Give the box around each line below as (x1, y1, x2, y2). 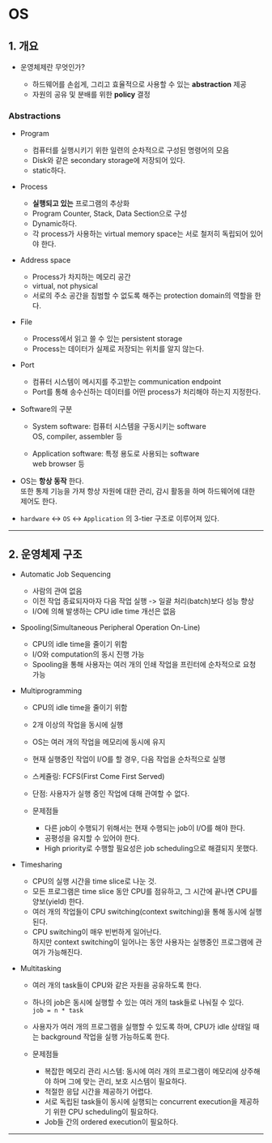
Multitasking (19, 964, 62, 974)
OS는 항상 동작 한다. (19, 476, 84, 486)
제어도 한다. (19, 496, 58, 507)
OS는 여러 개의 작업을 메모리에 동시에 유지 (32, 737, 166, 747)
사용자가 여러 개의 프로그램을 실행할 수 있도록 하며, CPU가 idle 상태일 (32, 1022, 251, 1032)
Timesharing (19, 860, 62, 870)
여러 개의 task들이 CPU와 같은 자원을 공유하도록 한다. (32, 980, 202, 990)
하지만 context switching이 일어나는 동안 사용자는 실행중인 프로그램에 (32, 937, 254, 947)
